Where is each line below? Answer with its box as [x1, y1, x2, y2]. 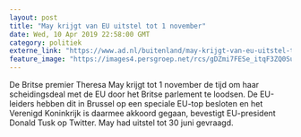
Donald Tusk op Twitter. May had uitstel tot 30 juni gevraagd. [9, 117, 235, 128]
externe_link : [9, 47, 63, 56]
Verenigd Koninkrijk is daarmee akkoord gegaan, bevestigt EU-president [9, 108, 276, 118]
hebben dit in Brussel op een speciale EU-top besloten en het [36, 98, 263, 108]
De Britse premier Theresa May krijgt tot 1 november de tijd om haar [9, 80, 260, 90]
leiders [9, 98, 35, 108]
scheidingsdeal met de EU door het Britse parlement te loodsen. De [9, 89, 258, 99]
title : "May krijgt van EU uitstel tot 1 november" [9, 21, 206, 30]
